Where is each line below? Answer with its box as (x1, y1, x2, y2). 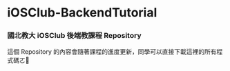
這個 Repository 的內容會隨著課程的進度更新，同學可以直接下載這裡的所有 (7, 48, 217, 56)
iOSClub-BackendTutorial (7, 5, 157, 21)
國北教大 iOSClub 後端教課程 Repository (7, 31, 142, 41)
